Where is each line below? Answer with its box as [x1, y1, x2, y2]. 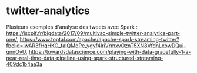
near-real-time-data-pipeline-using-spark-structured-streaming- [6, 54, 163, 61]
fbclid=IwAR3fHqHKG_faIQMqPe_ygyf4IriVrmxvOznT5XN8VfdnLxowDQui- [6, 42, 186, 49]
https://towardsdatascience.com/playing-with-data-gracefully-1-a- [28, 48, 191, 55]
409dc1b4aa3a [6, 60, 43, 68]
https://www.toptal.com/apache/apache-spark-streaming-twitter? [19, 36, 179, 43]
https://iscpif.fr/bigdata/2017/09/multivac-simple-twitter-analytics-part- [6, 29, 181, 36]
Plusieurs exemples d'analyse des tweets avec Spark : [6, 23, 138, 30]
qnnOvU [6, 48, 26, 55]
